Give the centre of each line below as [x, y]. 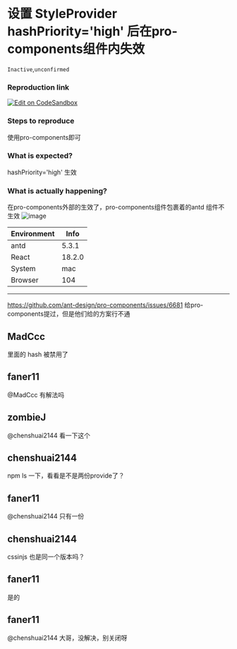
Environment [33, 234]
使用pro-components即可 [44, 137]
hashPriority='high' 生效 [42, 172]
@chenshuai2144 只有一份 [46, 516]
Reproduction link [38, 87]
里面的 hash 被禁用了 [38, 354]
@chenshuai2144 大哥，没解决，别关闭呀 [67, 638]
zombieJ [27, 417]
